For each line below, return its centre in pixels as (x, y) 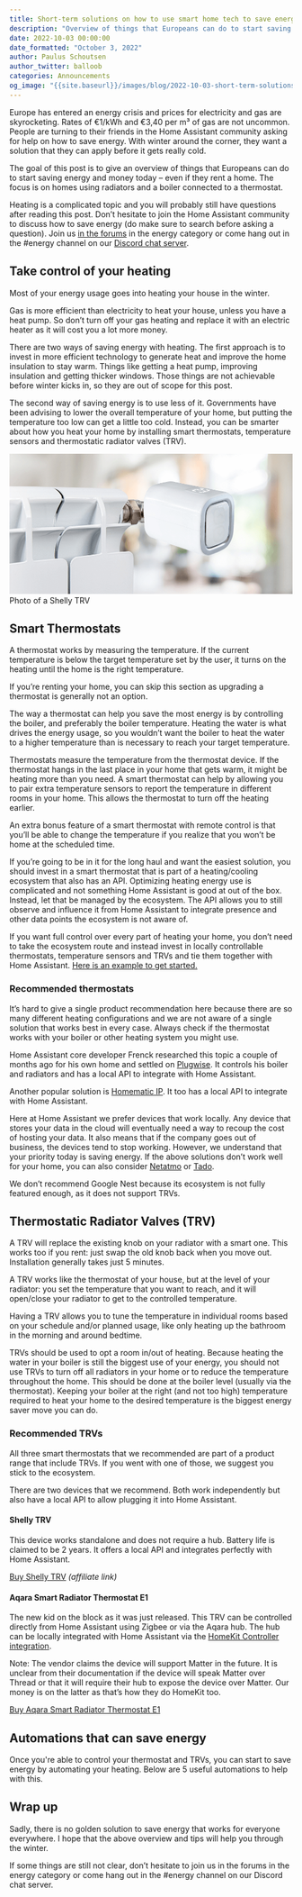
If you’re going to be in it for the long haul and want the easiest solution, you (150, 862)
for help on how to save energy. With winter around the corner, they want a (148, 141)
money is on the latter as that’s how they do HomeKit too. (115, 1693)
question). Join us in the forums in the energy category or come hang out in (150, 233)
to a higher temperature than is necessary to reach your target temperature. (150, 742)
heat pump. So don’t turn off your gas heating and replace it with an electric (150, 320)
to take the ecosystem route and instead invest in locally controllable (136, 947)
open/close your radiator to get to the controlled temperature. (123, 1299)
